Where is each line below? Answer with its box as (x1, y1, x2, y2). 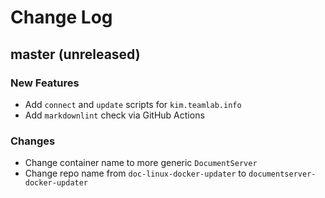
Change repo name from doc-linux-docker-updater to (24, 167, 247, 180)
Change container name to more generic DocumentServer (24, 157, 258, 169)
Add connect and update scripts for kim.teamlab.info (24, 98, 242, 110)
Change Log (10, 6, 113, 29)
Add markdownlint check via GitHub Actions (24, 109, 205, 121)
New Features (10, 76, 80, 90)
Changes (10, 134, 56, 148)
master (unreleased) (10, 46, 141, 63)
